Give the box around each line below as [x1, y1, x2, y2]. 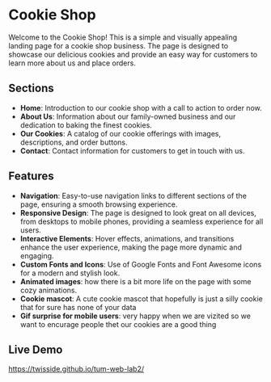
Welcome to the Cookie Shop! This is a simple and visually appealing [8, 32, 238, 42]
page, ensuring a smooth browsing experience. [19, 199, 178, 209]
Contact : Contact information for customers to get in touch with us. [19, 145, 245, 155]
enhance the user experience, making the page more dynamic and [19, 242, 243, 252]
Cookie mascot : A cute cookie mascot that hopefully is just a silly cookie [19, 293, 263, 304]
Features [8, 170, 54, 183]
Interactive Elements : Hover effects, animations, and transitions [19, 233, 235, 243]
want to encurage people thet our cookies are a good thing [19, 319, 217, 329]
